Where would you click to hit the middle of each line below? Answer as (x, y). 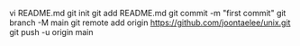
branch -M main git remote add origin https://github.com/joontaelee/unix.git (150, 23)
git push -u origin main (51, 32)
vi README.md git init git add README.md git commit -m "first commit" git (148, 13)
